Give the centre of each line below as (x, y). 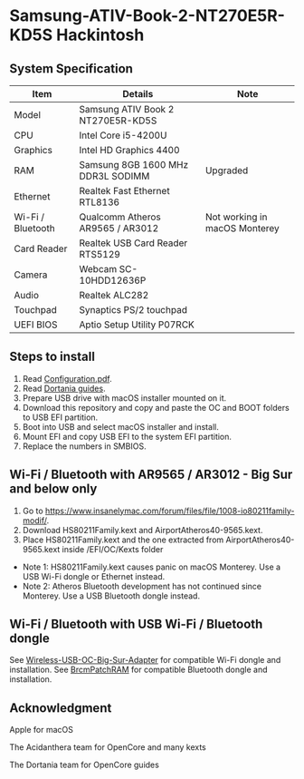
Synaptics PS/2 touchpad (133, 310)
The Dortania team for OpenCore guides (85, 765)
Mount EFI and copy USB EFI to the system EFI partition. (127, 436)
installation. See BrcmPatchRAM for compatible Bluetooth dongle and (138, 670)
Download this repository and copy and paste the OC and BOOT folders (156, 407)
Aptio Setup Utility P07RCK (137, 325)
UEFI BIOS (36, 325)
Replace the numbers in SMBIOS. (84, 446)
